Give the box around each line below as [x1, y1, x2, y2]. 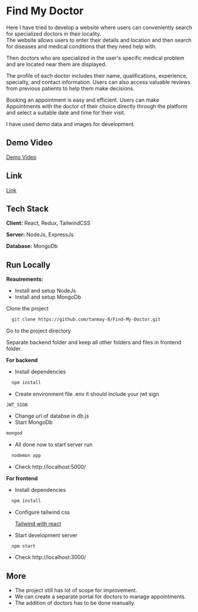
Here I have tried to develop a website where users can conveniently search [6, 24, 193, 31]
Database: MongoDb [6, 243, 58, 250]
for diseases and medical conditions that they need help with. [6, 43, 157, 50]
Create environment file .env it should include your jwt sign [14, 390, 159, 397]
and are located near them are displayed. [6, 61, 107, 68]
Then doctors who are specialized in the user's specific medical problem [6, 54, 184, 61]
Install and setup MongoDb [14, 293, 81, 301]
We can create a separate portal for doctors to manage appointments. [14, 593, 186, 600]
